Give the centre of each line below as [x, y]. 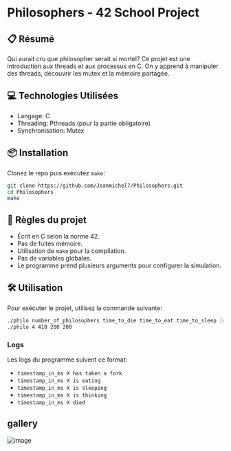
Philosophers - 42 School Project [103, 13]
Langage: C [33, 115]
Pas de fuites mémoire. [50, 244]
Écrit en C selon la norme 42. [58, 236]
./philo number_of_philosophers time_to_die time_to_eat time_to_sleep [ [115, 320]
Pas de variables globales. [54, 258]
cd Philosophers [30, 192]
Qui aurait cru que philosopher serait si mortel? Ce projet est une [99, 59]
